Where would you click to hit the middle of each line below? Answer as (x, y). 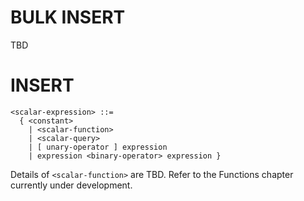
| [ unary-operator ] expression (98, 147)
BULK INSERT (68, 17)
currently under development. (71, 185)
